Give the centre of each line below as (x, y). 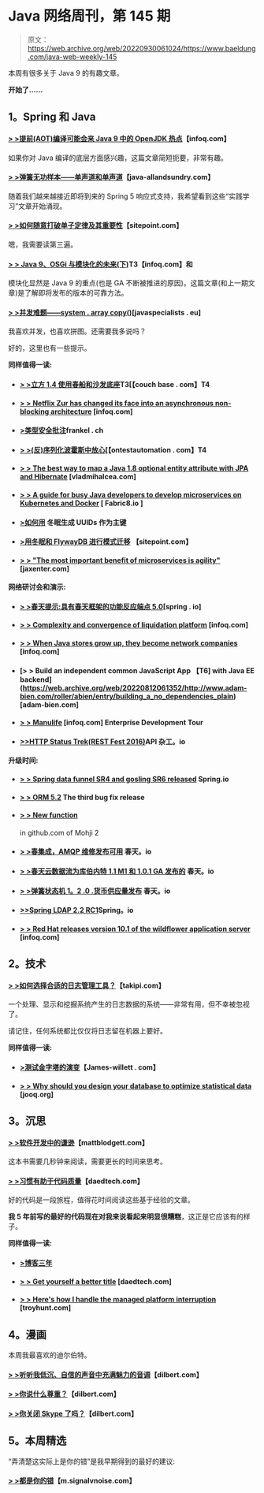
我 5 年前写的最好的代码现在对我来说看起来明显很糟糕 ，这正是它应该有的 (126, 1217)
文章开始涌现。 (43, 206)
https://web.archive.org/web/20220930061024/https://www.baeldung (141, 48)
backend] (36, 679)
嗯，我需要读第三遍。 (43, 244)
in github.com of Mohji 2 (59, 832)
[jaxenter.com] (44, 568)
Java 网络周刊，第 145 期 (89, 16)
